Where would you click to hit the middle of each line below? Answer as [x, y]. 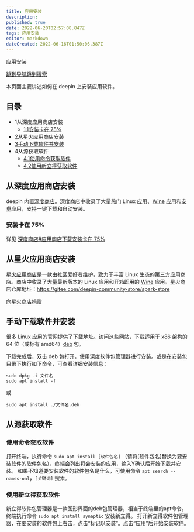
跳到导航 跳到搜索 [27, 74]
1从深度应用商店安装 [39, 122]
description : [22, 17]
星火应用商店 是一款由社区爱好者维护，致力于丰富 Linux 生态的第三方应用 [93, 274]
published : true [26, 22]
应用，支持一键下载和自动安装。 [50, 208]
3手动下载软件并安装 [39, 143]
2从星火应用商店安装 [39, 136]
